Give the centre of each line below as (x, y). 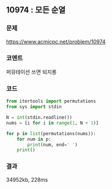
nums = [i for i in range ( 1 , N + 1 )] (52, 123)
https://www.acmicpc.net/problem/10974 (56, 41)
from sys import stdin (34, 107)
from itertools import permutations (51, 102)
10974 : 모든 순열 (36, 10)
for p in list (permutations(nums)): (51, 133)
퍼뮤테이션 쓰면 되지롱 (32, 71)
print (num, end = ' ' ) (52, 145)
